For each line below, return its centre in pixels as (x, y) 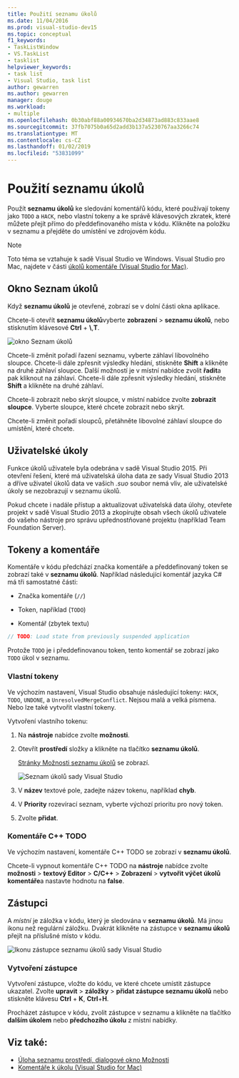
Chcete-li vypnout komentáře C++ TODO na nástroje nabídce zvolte (108, 865)
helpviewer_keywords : (40, 67)
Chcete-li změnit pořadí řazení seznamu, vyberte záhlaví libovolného (108, 355)
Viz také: (27, 1043)
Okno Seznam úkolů (53, 289)
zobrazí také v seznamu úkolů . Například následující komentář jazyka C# (115, 575)
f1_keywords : (27, 41)
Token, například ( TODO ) (52, 610)
